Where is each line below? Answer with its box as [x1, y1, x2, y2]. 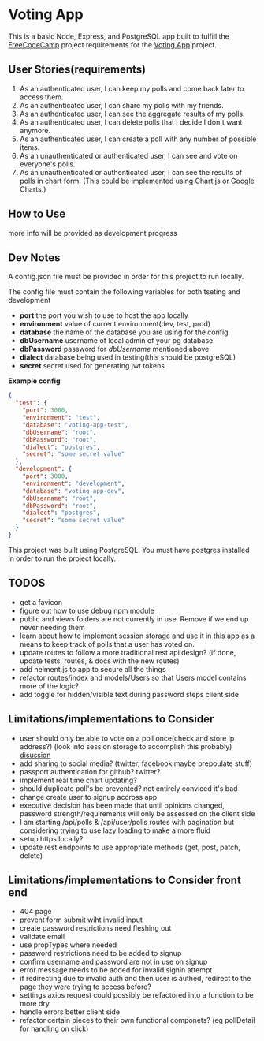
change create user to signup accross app [19, 792, 158, 801]
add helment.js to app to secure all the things [19, 664, 167, 673]
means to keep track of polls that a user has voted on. [19, 639, 195, 648]
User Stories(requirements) [8, 63, 147, 76]
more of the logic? [19, 681, 79, 691]
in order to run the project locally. [8, 554, 117, 563]
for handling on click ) [19, 1024, 89, 1034]
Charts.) [19, 184, 46, 194]
